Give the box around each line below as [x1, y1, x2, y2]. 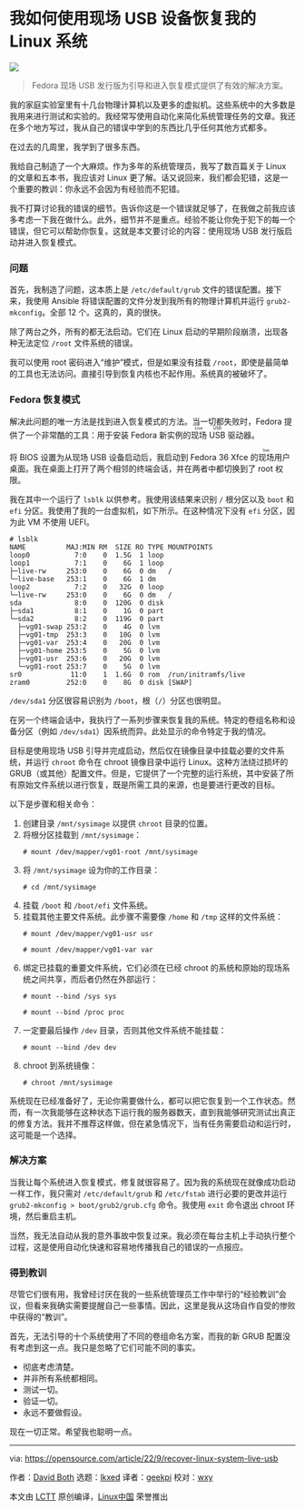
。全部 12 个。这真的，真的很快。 [42, 307, 166, 318]
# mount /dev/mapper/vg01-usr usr [22, 929, 153, 938]
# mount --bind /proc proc [22, 1007, 125, 1017]
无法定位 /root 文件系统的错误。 [16, 337, 138, 348]
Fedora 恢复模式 [9, 393, 81, 406]
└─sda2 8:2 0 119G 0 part [9, 614, 165, 623]
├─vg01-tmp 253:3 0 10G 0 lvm [17, 629, 161, 639]
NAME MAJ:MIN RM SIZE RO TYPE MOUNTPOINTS [9, 542, 213, 551]
